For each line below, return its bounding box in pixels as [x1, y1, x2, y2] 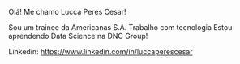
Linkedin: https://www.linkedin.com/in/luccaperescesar [8, 47, 193, 56]
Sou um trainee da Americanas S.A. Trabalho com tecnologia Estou [8, 23, 233, 32]
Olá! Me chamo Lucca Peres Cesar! [8, 7, 127, 16]
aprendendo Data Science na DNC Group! [8, 32, 148, 41]
